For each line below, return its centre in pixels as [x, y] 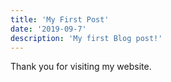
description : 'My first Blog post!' [86, 38]
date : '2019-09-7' [48, 29]
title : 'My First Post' [60, 19]
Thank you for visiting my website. [81, 67]
